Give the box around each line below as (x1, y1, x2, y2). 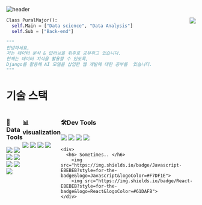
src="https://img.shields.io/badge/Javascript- (60, 162, 182, 168)
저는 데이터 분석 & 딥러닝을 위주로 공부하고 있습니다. (6, 50, 121, 56)
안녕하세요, (6, 45, 30, 51)
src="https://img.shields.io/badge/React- (85, 178, 193, 184)
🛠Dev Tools (60, 118, 97, 126)
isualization (22, 128, 61, 136)
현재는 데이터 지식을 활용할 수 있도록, (6, 56, 88, 62)
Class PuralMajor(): (6, 17, 58, 23)
